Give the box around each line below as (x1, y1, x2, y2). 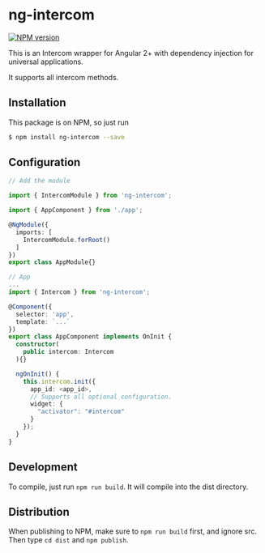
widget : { (29, 400, 63, 408)
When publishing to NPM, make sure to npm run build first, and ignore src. (8, 526, 258, 536)
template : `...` (15, 317, 71, 325)
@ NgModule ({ (8, 221, 49, 229)
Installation (8, 96, 66, 110)
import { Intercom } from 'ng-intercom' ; (8, 288, 151, 296)
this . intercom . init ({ (23, 377, 96, 385)
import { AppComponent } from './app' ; (8, 206, 143, 215)
